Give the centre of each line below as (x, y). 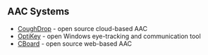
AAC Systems (38, 12)
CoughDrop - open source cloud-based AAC (82, 28)
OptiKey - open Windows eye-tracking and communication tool (109, 36)
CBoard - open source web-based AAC (75, 43)
